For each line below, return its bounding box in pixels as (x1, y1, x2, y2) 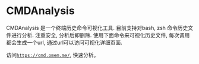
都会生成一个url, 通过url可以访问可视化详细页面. (6, 39, 123, 46)
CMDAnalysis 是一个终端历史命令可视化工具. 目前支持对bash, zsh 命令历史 (6, 24, 188, 31)
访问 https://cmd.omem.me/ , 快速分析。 (6, 51, 99, 58)
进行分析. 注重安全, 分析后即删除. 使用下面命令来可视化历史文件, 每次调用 (11, 31, 190, 39)
